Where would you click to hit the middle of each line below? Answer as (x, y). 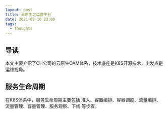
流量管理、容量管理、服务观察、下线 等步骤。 (52, 106)
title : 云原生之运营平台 (28, 15)
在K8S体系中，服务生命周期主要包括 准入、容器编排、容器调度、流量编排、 (83, 100)
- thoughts (21, 29)
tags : (11, 24)
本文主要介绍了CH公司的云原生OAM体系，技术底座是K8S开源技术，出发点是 (84, 63)
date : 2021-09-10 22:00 (30, 19)
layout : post (19, 10)
